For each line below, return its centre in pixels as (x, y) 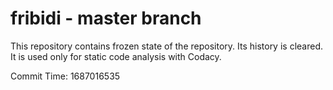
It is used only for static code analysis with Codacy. (116, 56)
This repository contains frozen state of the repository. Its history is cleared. (166, 46)
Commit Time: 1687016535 (65, 76)
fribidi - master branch (106, 18)
